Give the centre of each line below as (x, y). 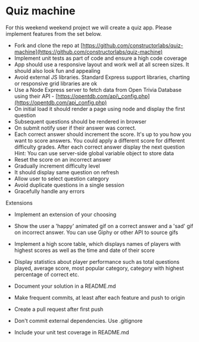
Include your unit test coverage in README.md (71, 332)
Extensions (19, 203)
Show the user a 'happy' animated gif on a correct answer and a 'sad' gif (104, 226)
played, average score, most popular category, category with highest (99, 268)
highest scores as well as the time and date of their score (85, 250)
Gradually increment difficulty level (57, 166)
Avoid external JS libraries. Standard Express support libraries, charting (102, 77)
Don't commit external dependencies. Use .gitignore (78, 321)
